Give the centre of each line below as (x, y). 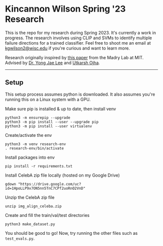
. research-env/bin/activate (34, 148)
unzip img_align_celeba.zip (33, 206)
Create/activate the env (29, 135)
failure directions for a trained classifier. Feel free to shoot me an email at (78, 43)
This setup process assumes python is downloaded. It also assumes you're (80, 94)
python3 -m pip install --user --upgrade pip (52, 122)
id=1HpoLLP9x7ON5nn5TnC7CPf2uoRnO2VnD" (45, 188)
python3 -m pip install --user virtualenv (49, 126)
